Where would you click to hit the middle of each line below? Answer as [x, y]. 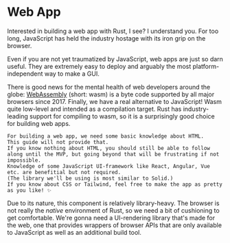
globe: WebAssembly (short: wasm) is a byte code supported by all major [111, 94]
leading [18, 116]
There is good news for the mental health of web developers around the [109, 87]
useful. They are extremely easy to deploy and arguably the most [99, 66]
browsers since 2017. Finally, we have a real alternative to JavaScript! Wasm [114, 101]
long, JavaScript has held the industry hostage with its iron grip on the [106, 38]
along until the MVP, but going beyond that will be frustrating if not [113, 154]
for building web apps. [39, 123]
